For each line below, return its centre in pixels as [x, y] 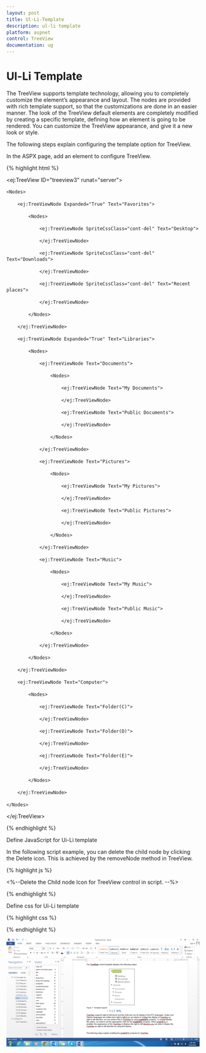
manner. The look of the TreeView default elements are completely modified [102, 113]
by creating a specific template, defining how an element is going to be [96, 119]
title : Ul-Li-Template [35, 19]
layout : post [23, 13]
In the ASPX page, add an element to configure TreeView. [79, 156]
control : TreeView [30, 39]
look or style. [23, 132]
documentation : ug [30, 45]
